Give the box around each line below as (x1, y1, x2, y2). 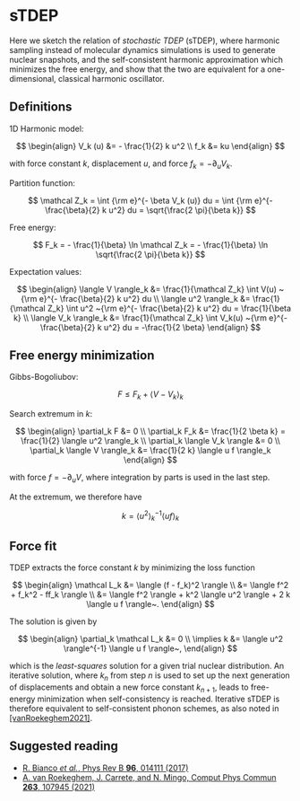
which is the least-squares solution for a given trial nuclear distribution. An (9, 661, 285, 672)
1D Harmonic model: (9, 123, 84, 134)
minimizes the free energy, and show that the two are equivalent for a (9, 64, 266, 75)
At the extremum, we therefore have (9, 491, 142, 502)
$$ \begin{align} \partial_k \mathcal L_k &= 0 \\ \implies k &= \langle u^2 (17, 634, 284, 645)
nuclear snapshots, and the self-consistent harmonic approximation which (9, 54, 284, 65)
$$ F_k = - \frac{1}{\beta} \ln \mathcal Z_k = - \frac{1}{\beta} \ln (32, 239, 269, 250)
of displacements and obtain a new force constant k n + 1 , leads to (9, 682, 249, 694)
